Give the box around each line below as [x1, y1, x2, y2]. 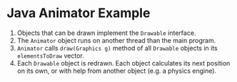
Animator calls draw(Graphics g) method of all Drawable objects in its [16, 43, 218, 52]
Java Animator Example [6, 5, 151, 21]
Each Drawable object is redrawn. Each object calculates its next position [16, 58, 231, 67]
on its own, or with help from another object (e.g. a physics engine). [16, 66, 217, 75]
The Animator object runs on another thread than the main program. [16, 36, 216, 44]
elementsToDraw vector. [16, 51, 84, 60]
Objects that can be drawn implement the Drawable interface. [16, 29, 196, 37]
